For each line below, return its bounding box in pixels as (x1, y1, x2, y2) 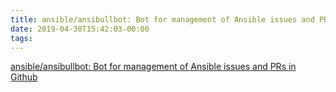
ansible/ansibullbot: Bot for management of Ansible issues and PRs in (10, 61, 297, 73)
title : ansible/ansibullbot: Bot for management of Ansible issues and (10, 14, 315, 25)
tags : (10, 33, 33, 43)
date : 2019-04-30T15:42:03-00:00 (10, 24, 150, 34)
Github (10, 71, 38, 83)
